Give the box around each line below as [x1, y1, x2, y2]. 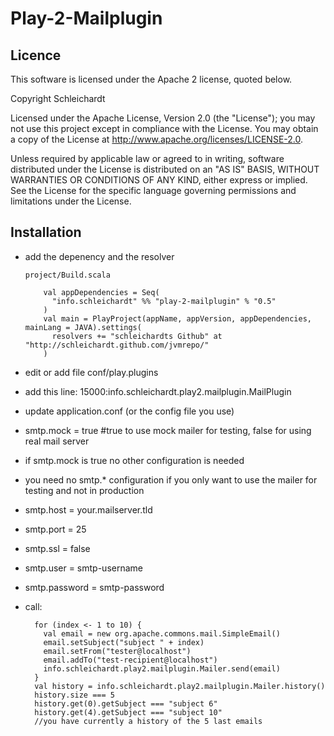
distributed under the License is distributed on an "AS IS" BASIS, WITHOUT [10, 163, 320, 175]
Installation [10, 224, 82, 241]
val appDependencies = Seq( [43, 287, 160, 297]
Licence [10, 47, 62, 64]
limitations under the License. [10, 195, 132, 207]
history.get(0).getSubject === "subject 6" [34, 698, 218, 709]
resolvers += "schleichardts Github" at [51, 331, 223, 341]
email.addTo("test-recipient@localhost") [43, 655, 218, 665]
